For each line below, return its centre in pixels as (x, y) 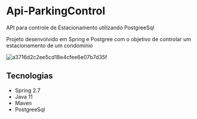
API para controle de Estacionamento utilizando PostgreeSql (80, 28)
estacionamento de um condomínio (50, 45)
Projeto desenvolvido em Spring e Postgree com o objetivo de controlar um (98, 39)
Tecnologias (30, 76)
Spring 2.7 (27, 90)
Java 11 (24, 96)
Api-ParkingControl (56, 11)
